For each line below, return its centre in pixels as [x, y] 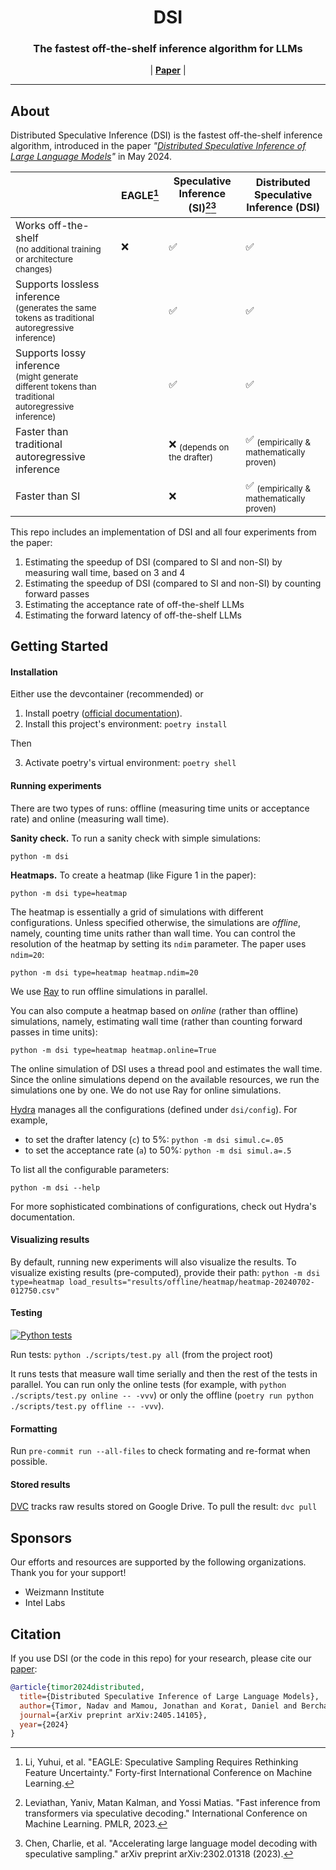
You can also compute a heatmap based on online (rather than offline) [154, 1010]
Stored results [40, 1484]
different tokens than [56, 386]
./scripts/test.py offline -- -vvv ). [87, 1406]
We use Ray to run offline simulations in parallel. [109, 991]
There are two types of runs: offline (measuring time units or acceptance [160, 808]
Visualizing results [50, 1240]
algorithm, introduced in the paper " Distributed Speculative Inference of [158, 146]
